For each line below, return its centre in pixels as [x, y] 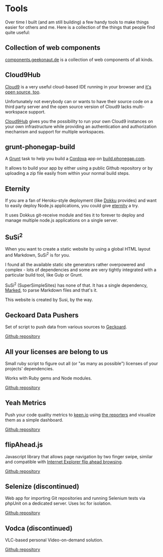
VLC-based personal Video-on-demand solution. [54, 540]
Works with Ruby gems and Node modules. [49, 378]
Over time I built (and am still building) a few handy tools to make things [77, 22]
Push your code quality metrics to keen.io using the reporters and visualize [80, 415]
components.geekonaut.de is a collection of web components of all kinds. [79, 60]
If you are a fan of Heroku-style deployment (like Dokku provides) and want [81, 200]
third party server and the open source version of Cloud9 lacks [68, 107]
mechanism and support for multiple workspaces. [55, 131]
